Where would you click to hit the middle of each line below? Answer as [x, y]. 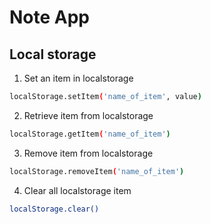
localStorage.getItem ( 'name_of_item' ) [90, 134]
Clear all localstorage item [77, 190]
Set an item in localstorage [78, 78]
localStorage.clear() [54, 209]
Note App [50, 17]
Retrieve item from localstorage [88, 115]
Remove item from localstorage [88, 153]
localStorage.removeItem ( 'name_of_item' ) [97, 171]
